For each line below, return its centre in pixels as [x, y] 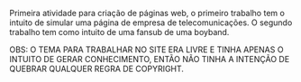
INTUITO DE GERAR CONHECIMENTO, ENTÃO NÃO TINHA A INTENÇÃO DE [150, 59]
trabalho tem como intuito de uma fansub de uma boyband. [119, 32]
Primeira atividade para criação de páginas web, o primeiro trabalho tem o [147, 13]
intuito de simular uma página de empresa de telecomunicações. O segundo [151, 23]
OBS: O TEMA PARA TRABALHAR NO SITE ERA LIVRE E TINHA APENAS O [146, 50]
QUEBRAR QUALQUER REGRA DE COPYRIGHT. [97, 68]
